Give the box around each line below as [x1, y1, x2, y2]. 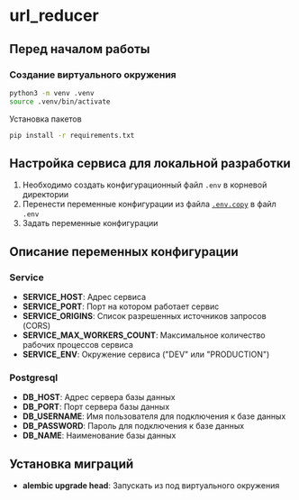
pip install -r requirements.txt [9, 131, 135, 140]
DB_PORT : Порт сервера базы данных [22, 402, 170, 413]
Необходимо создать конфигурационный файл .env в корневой [22, 179, 267, 190]
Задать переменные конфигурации [22, 218, 159, 229]
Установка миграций [9, 456, 134, 471]
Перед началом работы [9, 41, 150, 57]
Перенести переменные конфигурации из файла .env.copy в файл [22, 199, 276, 210]
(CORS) [22, 321, 51, 331]
